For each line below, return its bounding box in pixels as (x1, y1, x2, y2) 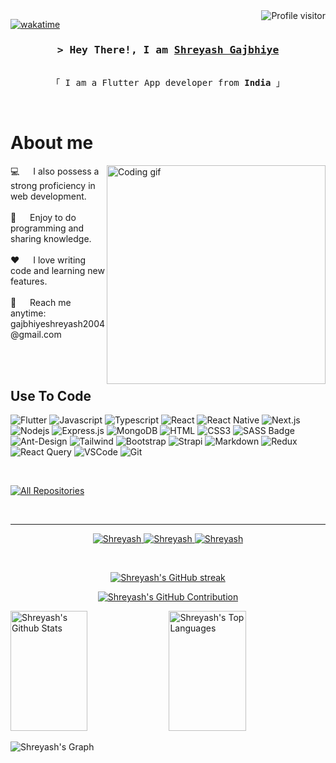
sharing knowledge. (10, 233, 92, 245)
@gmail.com (10, 329, 62, 341)
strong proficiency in (10, 180, 96, 192)
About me (10, 132, 94, 154)
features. (10, 275, 48, 288)
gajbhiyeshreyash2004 (10, 318, 106, 330)
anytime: (10, 307, 47, 319)
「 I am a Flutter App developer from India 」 (51, 77, 285, 89)
